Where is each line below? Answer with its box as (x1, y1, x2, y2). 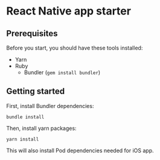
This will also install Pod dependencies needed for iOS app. (6, 147, 154, 154)
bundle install (6, 114, 45, 120)
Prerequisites (6, 28, 58, 39)
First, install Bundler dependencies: (6, 102, 94, 109)
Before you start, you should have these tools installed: (6, 44, 143, 51)
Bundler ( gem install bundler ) (24, 69, 101, 76)
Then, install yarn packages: (6, 124, 77, 132)
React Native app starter (6, 4, 132, 18)
